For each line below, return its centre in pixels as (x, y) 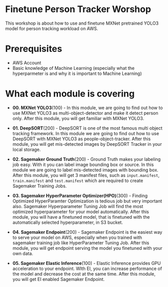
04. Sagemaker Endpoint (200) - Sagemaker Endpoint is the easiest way (87, 232)
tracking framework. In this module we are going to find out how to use (86, 133)
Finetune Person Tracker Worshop (78, 9)
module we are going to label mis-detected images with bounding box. (86, 170)
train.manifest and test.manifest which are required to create (78, 180)
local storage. (27, 149)
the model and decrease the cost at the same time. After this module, (84, 274)
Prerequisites (34, 49)
